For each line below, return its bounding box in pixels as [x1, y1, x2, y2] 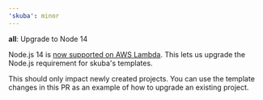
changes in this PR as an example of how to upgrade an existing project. [8, 82, 249, 92]
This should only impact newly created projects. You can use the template [8, 73, 255, 83]
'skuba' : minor [8, 11, 60, 20]
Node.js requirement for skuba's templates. [8, 58, 153, 68]
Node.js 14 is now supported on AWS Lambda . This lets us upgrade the [8, 49, 245, 59]
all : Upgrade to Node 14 [8, 34, 88, 44]
